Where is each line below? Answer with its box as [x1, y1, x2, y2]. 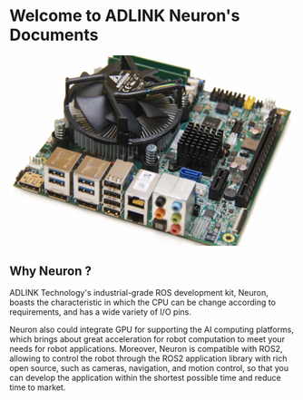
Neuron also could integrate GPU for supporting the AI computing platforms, [9, 324, 295, 336]
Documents [9, 24, 99, 45]
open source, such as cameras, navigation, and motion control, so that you [9, 363, 288, 374]
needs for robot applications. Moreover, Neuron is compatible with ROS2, [9, 344, 283, 355]
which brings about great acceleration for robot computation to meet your [9, 334, 286, 345]
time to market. [9, 382, 66, 393]
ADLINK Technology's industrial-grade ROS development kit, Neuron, [9, 288, 269, 298]
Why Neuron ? [9, 264, 93, 278]
